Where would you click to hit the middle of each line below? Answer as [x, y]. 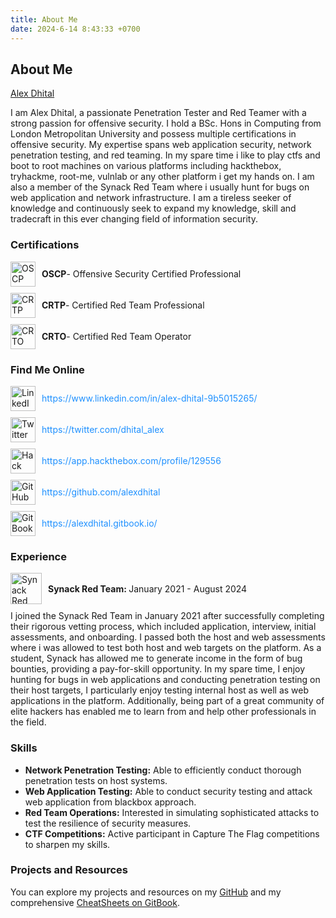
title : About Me [44, 19]
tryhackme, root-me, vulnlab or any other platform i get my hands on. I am [162, 177]
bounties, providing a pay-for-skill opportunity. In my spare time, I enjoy [158, 669]
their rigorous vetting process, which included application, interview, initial [163, 627]
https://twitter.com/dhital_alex [103, 430]
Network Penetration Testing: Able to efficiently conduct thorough [163, 770]
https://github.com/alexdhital [101, 492]
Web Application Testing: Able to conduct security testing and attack [168, 791]
